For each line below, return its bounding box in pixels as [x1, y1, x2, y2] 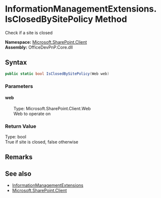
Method [95, 14, 128, 25]
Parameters [5, 82, 33, 89]
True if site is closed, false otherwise [5, 139, 79, 145]
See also [5, 169, 32, 178]
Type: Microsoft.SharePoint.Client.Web [14, 105, 91, 111]
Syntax [5, 58, 27, 66]
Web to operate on [14, 111, 51, 116]
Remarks [5, 153, 33, 161]
